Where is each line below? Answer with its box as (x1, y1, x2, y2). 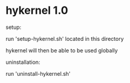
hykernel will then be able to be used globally (5, 46, 118, 54)
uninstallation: (5, 58, 40, 66)
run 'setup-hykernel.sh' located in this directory (5, 35, 124, 42)
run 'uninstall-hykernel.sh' (5, 70, 71, 77)
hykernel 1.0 (5, 4, 69, 17)
